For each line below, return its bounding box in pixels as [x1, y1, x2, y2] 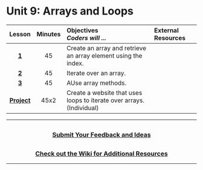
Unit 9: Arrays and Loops [6, 4, 134, 18]
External [153, 26, 179, 34]
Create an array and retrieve [66, 44, 147, 52]
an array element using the [66, 51, 143, 60]
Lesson [9, 30, 31, 38]
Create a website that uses [66, 88, 143, 97]
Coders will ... [66, 33, 107, 42]
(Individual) [66, 103, 99, 112]
